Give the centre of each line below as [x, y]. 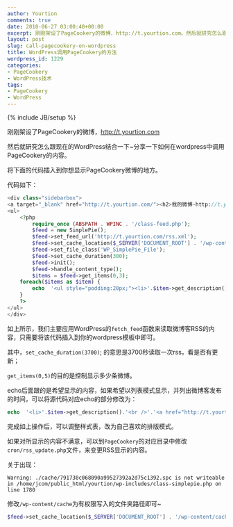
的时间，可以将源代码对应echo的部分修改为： [72, 399]
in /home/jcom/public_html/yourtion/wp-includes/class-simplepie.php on [114, 484]
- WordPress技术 [29, 78]
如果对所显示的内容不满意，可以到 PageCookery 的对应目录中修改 [97, 441]
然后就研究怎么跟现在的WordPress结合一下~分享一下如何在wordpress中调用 [116, 146]
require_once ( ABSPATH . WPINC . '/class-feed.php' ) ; [111, 224]
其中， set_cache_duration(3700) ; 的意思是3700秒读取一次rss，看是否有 [110, 352]
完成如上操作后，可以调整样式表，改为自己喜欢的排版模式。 [92, 426]
